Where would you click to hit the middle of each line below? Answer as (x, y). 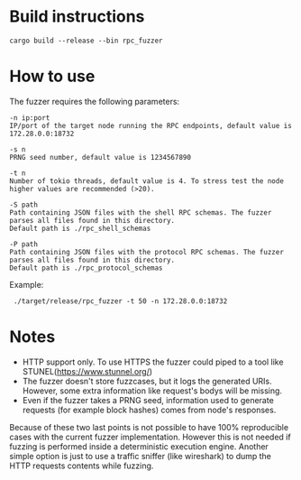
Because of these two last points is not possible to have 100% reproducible (149, 427)
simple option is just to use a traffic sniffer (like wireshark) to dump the (141, 456)
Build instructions (77, 17)
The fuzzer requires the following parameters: (95, 101)
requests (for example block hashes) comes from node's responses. (149, 410)
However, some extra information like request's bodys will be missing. (152, 391)
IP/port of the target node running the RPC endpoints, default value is (151, 125)
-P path (24, 244)
